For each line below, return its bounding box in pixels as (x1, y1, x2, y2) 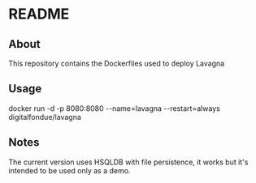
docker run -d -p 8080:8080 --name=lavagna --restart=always (8, 103, 221, 113)
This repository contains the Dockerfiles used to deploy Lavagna (8, 58, 225, 68)
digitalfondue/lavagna (8, 112, 81, 121)
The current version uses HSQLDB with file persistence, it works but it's (8, 157, 249, 167)
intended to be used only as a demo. (8, 165, 131, 175)
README (8, 5, 70, 23)
